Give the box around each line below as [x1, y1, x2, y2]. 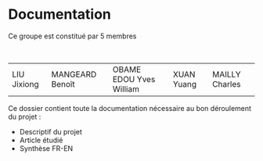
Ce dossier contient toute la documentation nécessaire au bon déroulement [8, 103, 252, 113]
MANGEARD [51, 69, 97, 80]
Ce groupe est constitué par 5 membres [8, 31, 137, 41]
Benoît [51, 78, 76, 89]
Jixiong [12, 78, 39, 89]
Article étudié [19, 135, 63, 145]
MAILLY [212, 69, 241, 80]
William [112, 84, 139, 95]
